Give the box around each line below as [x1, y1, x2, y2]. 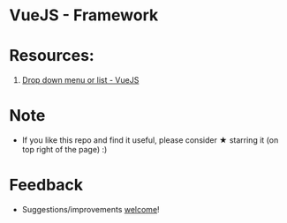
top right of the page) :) [21, 145, 108, 155]
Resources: [9, 46, 94, 66]
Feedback [9, 175, 84, 195]
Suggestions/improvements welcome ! [21, 204, 161, 214]
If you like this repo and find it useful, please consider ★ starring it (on [21, 135, 279, 145]
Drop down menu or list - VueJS [21, 75, 140, 85]
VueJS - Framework [9, 5, 159, 26]
